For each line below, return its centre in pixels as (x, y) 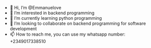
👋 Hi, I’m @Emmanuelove (36, 8)
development (23, 29)
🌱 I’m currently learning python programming (56, 18)
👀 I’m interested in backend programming (52, 13)
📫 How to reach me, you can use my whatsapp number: (68, 34)
